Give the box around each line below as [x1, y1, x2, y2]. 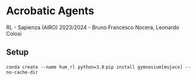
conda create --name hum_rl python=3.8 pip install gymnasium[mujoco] [6, 64, 183, 70]
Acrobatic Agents [6, 4, 95, 18]
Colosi [6, 30, 22, 37]
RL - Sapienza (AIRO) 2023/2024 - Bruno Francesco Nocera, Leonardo [6, 24, 179, 31]
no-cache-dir [6, 69, 38, 75]
